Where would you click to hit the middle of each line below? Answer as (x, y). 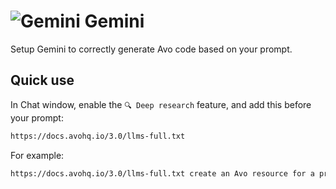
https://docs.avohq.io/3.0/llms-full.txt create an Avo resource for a (162, 173)
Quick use (42, 80)
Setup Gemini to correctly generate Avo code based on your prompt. (151, 49)
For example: (37, 155)
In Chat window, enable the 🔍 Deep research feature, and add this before (161, 104)
